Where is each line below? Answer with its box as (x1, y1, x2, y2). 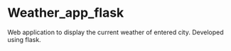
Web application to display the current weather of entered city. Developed (7, 28, 224, 36)
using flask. (7, 35, 41, 43)
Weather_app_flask (7, 5, 124, 21)
